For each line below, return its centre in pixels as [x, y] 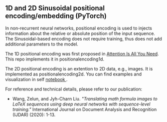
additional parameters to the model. [42, 44]
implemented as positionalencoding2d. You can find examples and [74, 74]
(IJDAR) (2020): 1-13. [34, 114]
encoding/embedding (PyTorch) [56, 16]
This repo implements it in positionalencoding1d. [55, 59]
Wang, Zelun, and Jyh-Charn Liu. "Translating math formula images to [85, 98]
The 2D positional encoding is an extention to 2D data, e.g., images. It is [79, 68]
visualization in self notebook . [36, 79]
